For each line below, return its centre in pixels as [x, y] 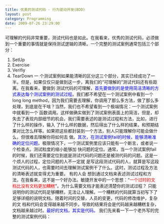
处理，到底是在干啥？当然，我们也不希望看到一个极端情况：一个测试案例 [85, 107]
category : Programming [28, 19]
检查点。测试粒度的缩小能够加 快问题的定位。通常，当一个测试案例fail [86, 149]
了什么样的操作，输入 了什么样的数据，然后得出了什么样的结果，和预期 [83, 125]
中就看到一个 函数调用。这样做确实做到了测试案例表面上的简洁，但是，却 [85, 112]
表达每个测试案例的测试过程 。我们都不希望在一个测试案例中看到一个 [85, 94]
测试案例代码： [36, 217]
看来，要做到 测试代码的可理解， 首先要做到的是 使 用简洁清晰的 [92, 88]
